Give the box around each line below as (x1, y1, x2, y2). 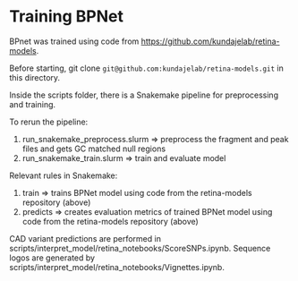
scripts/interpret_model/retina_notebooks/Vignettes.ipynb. (9, 261, 226, 272)
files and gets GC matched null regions (21, 143, 166, 154)
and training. (9, 98, 56, 109)
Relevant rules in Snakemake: (9, 170, 118, 181)
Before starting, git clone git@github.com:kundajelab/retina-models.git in (9, 63, 284, 73)
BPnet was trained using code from (9, 36, 140, 47)
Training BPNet (9, 6, 123, 27)
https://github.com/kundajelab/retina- (140, 36, 280, 47)
